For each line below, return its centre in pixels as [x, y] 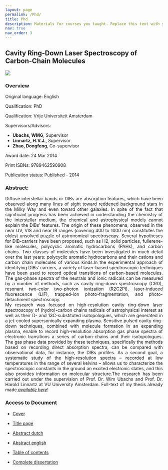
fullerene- [152, 241]
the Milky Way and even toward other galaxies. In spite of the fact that [84, 209]
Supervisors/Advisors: [28, 126]
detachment [17, 300]
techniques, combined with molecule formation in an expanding [91, 326]
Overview [17, 85]
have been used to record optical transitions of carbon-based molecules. [84, 273]
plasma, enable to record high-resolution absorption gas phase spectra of [84, 331]
